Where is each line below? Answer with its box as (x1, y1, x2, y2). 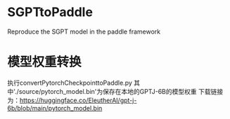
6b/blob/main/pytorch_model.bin (7, 104, 103, 112)
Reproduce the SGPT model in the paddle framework (7, 27, 160, 36)
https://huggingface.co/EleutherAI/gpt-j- (20, 96, 137, 104)
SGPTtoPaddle (7, 4, 94, 20)
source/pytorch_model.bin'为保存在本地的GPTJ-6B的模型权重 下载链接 (18, 87, 224, 95)
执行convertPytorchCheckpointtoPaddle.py (7, 78, 132, 87)
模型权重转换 (7, 54, 82, 70)
